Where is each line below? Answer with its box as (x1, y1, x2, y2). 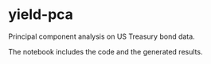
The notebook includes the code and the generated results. (8, 47, 203, 56)
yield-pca (8, 6, 74, 24)
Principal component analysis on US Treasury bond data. (8, 32, 195, 41)
